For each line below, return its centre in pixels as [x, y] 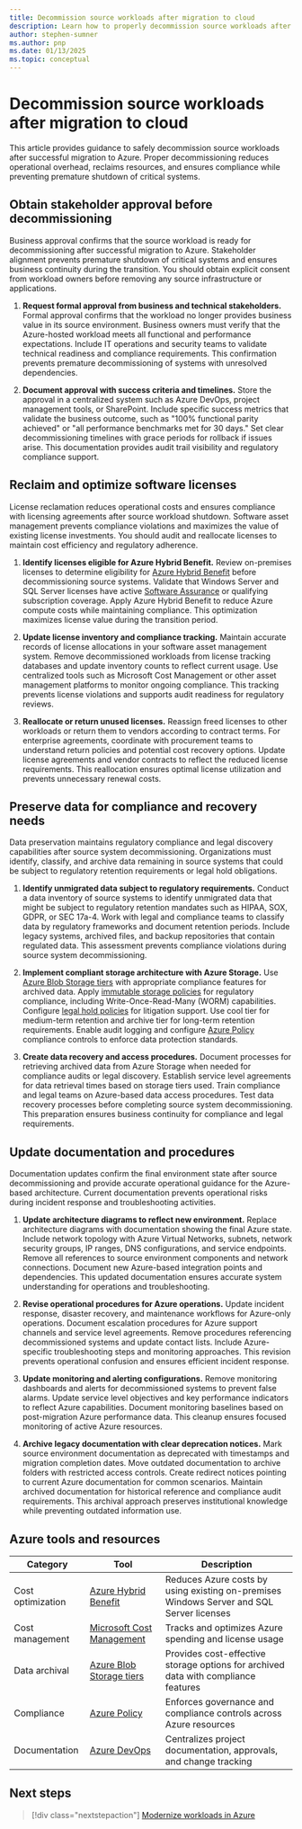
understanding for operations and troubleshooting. [116, 1287]
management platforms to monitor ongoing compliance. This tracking [151, 685]
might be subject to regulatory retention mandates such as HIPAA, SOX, [155, 908]
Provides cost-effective [215, 1653]
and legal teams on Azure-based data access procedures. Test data [148, 1095]
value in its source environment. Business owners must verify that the [151, 324]
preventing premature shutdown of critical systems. [105, 176]
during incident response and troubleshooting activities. [113, 1203]
